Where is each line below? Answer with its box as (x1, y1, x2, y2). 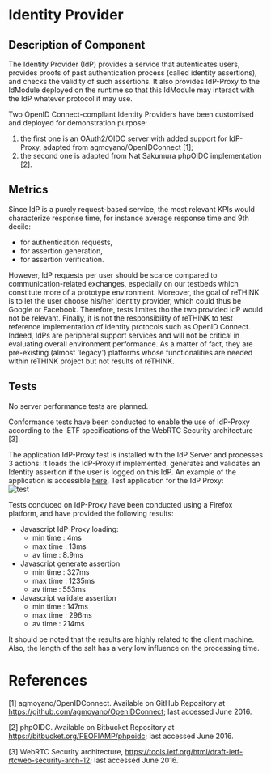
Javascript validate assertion (19, 592, 116, 602)
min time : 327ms (32, 567, 90, 576)
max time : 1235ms (32, 576, 95, 585)
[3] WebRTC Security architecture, (8, 746, 124, 756)
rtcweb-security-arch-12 (8, 755, 91, 765)
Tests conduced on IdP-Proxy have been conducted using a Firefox (8, 499, 233, 509)
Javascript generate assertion (19, 559, 121, 568)
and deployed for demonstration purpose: (8, 118, 148, 127)
